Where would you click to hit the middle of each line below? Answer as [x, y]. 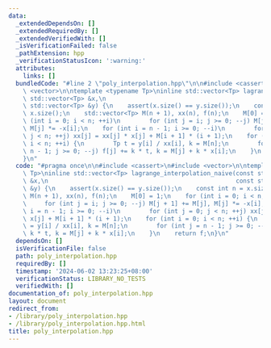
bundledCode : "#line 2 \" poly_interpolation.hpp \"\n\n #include [124, 83]
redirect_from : [34, 308]
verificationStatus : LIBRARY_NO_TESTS [81, 279]
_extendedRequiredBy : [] [57, 31]
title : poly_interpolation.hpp [61, 331]
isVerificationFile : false [61, 249]
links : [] [40, 76]
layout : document [38, 301]
